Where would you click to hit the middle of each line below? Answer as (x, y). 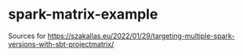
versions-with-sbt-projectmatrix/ (61, 44)
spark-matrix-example (83, 14)
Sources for (27, 36)
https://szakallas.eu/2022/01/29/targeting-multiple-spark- (141, 36)
